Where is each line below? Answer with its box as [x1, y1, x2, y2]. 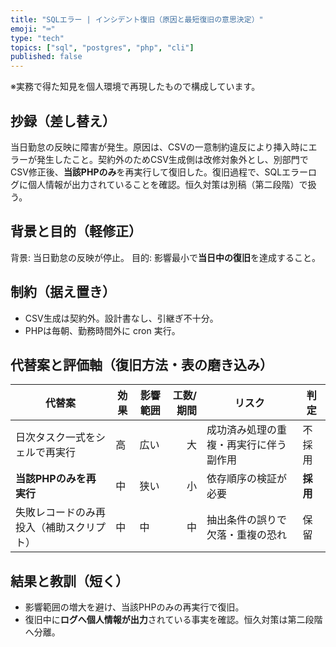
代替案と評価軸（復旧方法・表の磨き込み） [10, 356, 273, 373]
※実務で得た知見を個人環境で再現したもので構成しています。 [10, 81, 261, 93]
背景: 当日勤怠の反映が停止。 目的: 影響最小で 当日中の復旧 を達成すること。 [10, 251, 321, 263]
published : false [10, 52, 83, 62]
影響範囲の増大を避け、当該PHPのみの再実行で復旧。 [24, 601, 245, 613]
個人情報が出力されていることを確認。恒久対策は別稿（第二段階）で [27, 178, 308, 190]
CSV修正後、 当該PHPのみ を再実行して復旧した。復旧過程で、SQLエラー [10, 166, 309, 178]
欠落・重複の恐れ [206, 528, 287, 542]
